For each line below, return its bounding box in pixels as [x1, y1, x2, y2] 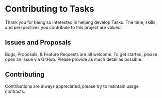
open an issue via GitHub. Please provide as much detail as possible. [5, 56, 143, 62]
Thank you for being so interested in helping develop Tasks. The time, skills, [5, 19, 157, 25]
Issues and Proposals [5, 39, 71, 47]
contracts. [5, 88, 26, 94]
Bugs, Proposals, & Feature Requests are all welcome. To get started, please [5, 51, 158, 57]
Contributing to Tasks [5, 3, 95, 14]
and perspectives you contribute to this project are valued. [5, 24, 122, 30]
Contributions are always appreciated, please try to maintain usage [5, 83, 139, 89]
